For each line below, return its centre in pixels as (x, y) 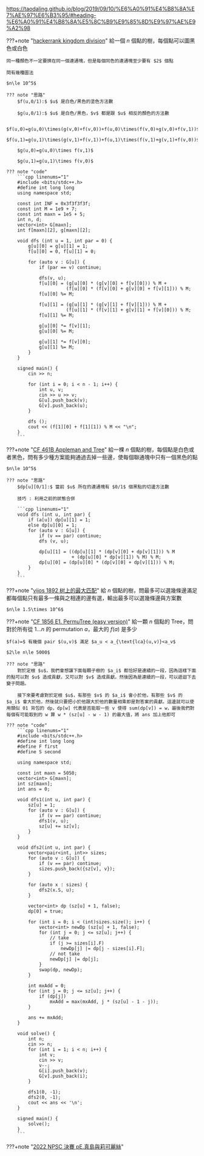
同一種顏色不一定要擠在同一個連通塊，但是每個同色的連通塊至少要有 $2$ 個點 (90, 61)
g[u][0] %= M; (56, 331)
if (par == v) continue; (70, 267)
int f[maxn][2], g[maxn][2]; (54, 230)
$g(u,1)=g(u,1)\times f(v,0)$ (56, 161)
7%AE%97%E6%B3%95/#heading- (51, 15)
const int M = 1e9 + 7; (47, 209)
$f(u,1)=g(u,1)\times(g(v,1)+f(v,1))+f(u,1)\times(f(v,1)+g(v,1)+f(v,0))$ (103, 140)
